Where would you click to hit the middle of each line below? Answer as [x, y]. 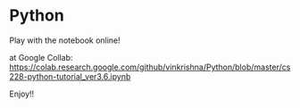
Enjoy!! [22, 94]
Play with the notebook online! [65, 40]
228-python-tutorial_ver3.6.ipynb [70, 76]
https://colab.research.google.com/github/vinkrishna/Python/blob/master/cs [150, 67]
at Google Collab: [41, 57]
